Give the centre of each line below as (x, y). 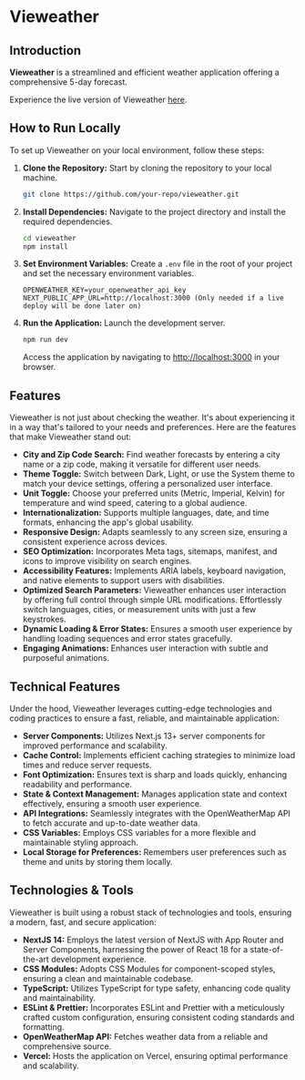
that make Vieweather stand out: (71, 437)
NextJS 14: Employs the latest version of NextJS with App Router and (153, 940)
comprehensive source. (67, 1046)
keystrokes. (44, 619)
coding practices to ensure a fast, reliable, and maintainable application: (144, 718)
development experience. (99, 959)
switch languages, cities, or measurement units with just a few (139, 610)
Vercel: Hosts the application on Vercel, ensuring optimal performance (155, 1055)
